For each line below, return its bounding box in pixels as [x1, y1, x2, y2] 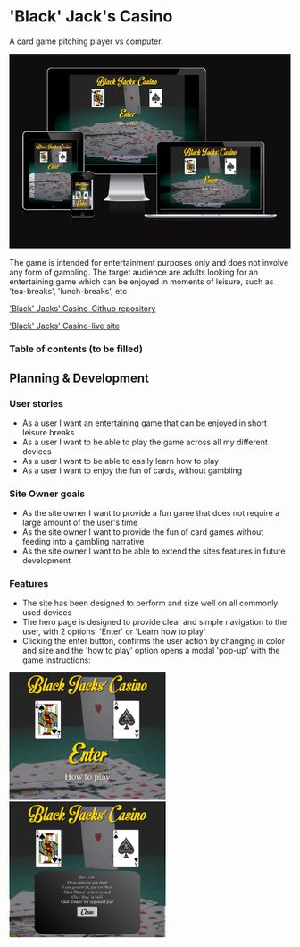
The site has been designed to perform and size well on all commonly [21, 597, 279, 609]
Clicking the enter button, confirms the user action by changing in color [21, 636, 286, 647]
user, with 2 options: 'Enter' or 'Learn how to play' [21, 626, 206, 637]
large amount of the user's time [21, 517, 138, 528]
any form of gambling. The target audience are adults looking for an [9, 266, 259, 278]
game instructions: [21, 655, 91, 665]
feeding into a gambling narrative [21, 537, 145, 547]
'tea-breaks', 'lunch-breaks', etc [9, 286, 128, 297]
